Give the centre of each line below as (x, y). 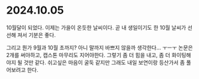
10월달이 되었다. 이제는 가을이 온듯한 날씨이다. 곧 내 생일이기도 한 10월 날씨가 (96, 27)
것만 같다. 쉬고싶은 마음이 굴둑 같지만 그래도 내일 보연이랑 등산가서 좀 (104, 62)
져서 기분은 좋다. (36, 35)
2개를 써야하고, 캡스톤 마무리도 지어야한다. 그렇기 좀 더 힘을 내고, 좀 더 (88, 55)
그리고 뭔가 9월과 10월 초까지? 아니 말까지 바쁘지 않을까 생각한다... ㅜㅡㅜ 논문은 (99, 48)
